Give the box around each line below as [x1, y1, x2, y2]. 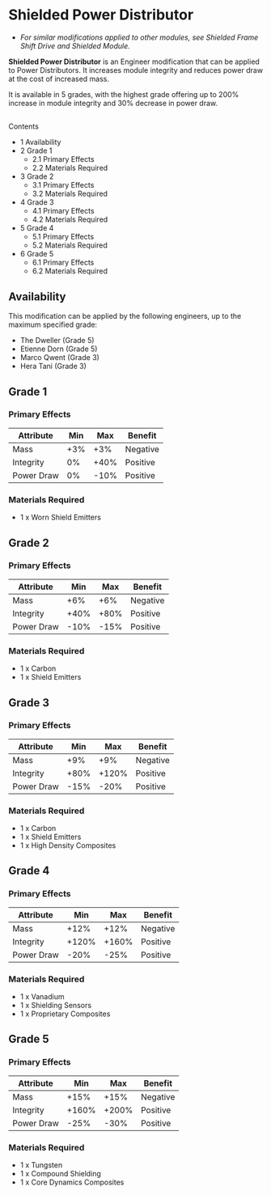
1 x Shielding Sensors [19, 1001, 91, 1011]
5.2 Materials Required [32, 240, 108, 250]
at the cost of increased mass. [8, 74, 110, 83]
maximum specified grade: [8, 320, 98, 329]
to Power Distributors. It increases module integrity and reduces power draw [8, 65, 264, 74]
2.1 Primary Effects [32, 155, 95, 164]
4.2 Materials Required [32, 214, 108, 224]
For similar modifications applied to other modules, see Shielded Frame [19, 32, 259, 42]
